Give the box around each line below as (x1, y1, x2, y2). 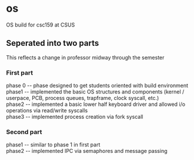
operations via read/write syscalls (6, 107, 88, 114)
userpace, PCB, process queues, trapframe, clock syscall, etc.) (6, 95, 159, 102)
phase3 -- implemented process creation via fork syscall (6, 114, 143, 121)
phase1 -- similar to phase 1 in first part (6, 141, 101, 148)
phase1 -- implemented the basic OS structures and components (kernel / (6, 88, 185, 95)
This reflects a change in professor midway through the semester (6, 54, 165, 61)
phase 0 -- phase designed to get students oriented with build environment (6, 82, 189, 89)
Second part (6, 128, 42, 136)
